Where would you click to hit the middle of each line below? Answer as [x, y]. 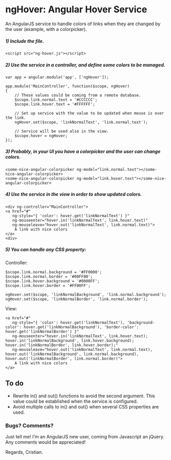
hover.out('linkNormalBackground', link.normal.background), [72, 354]
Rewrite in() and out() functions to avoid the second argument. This [84, 396]
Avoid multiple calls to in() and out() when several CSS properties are [86, 406]
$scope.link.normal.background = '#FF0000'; [54, 272]
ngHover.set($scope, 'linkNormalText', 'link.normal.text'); [81, 122]
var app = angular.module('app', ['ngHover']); [57, 77]
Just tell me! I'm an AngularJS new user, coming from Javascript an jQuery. [85, 436]
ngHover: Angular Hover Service [76, 10]
